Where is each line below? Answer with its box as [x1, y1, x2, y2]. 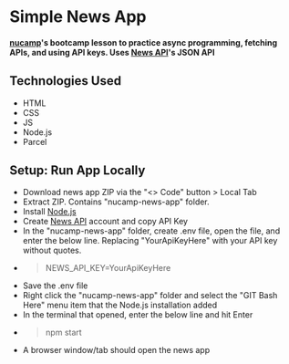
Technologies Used [9, 73, 121, 88]
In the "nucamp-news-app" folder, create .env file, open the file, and [22, 225, 281, 236]
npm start [45, 327, 82, 338]
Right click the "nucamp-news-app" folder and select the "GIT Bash [22, 290, 278, 301]
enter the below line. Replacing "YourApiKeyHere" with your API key [22, 235, 278, 246]
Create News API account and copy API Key [22, 216, 189, 227]
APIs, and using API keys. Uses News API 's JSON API [9, 47, 215, 57]
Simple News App [9, 6, 147, 27]
